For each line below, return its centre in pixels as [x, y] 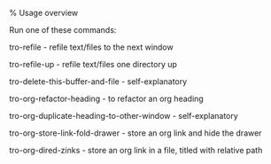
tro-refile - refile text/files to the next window [92, 47]
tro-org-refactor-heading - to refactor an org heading [106, 98]
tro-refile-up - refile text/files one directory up [93, 64]
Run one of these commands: [63, 30]
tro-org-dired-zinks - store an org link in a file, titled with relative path [136, 150]
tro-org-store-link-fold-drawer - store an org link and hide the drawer [135, 133]
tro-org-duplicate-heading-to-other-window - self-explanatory [124, 116]
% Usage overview [44, 13]
